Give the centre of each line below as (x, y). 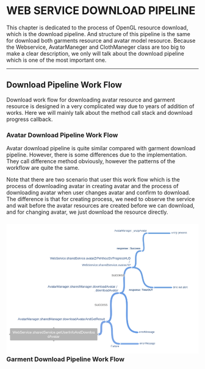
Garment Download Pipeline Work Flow (66, 359)
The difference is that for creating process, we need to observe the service (101, 199)
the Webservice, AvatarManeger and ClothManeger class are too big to (96, 47)
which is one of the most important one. (56, 60)
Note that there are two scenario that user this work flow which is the (93, 180)
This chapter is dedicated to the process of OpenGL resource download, (97, 27)
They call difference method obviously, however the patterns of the (91, 161)
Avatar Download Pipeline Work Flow (62, 135)
